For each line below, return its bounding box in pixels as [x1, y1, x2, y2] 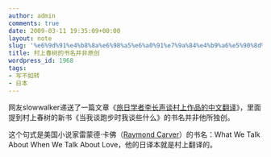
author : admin [8, 11, 56, 20]
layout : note [8, 34, 52, 43]
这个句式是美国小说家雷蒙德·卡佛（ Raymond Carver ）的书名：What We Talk [8, 130, 261, 139]
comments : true [8, 19, 60, 27]
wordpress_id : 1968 [8, 57, 74, 65]
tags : [8, 64, 27, 72]
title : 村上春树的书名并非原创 [8, 49, 100, 57]
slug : [8, 42, 27, 50]
